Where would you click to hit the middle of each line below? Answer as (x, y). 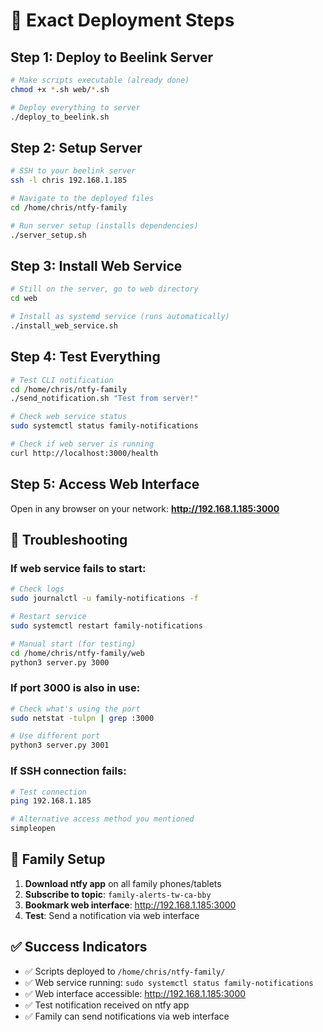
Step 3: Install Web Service (96, 265)
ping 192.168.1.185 (51, 801)
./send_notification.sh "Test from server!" (104, 399)
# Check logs (37, 589)
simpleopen (33, 829)
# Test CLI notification (62, 380)
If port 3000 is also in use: (75, 688)
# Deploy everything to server (75, 107)
